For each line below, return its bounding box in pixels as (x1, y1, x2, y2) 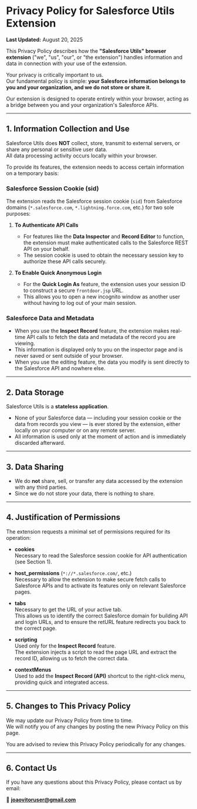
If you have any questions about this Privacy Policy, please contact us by (6, 778, 182, 785)
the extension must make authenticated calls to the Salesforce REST (23, 239, 189, 246)
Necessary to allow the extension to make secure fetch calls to (14, 576, 167, 583)
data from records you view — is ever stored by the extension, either (14, 421, 181, 428)
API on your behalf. (23, 246, 70, 253)
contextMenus (14, 666, 52, 673)
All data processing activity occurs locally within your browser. (6, 152, 157, 159)
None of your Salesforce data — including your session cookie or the (14, 414, 182, 421)
